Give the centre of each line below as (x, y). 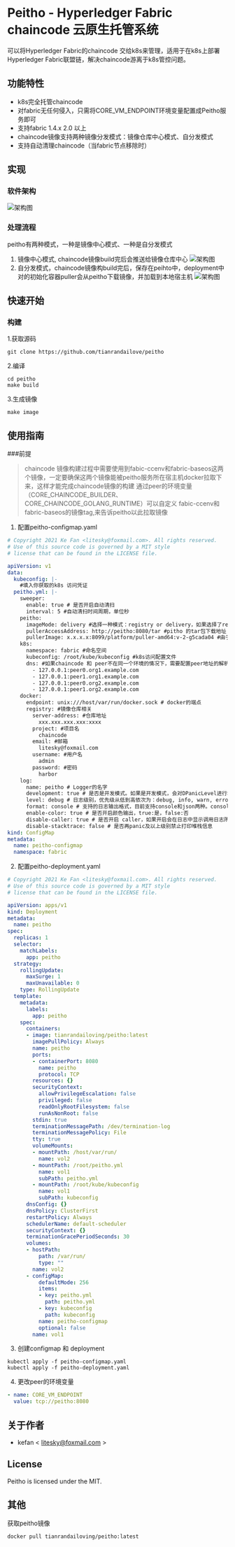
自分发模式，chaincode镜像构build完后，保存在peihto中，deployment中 (121, 268)
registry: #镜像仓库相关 (59, 709)
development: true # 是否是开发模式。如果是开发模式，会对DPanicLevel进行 (126, 794)
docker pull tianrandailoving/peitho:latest (73, 1537)
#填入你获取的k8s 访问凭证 (54, 585)
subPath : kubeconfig (68, 1198)
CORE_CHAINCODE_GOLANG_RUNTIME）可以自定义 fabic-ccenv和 (122, 504)
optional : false (62, 1328)
